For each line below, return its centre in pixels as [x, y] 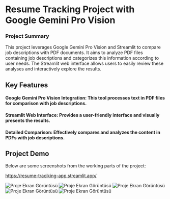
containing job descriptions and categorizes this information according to [82, 58]
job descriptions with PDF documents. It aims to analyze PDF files [74, 53]
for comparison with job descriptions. [46, 104]
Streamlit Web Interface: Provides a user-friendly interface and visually [82, 115]
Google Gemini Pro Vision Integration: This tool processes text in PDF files [85, 98]
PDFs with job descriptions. [35, 138]
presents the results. [28, 120]
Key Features [27, 85]
